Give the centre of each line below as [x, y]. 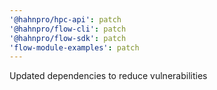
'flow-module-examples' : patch [74, 47]
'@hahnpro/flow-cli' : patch [68, 29]
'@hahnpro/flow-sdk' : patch [68, 38]
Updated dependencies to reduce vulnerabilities [108, 76]
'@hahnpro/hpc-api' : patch [65, 19]
